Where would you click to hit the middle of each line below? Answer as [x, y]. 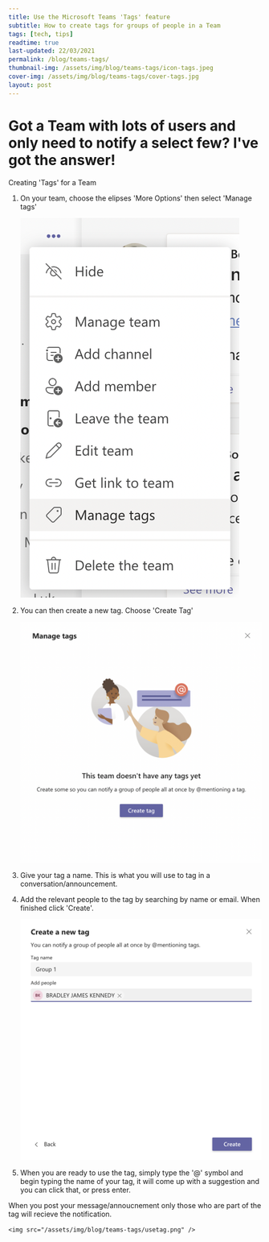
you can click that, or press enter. [75, 1190]
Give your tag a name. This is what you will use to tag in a [115, 875]
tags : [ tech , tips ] [41, 34]
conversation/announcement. [69, 884]
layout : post [30, 85]
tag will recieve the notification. [60, 1214]
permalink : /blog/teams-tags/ [59, 60]
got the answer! [62, 160]
